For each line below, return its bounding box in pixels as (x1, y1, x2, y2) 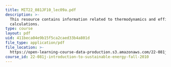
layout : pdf (5, 31, 31, 36)
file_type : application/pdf (5, 40, 65, 45)
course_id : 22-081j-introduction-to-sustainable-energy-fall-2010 (5, 54, 149, 59)
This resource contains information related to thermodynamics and (10, 17, 156, 22)
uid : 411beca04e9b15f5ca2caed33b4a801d (5, 36, 90, 41)
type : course (5, 26, 33, 31)
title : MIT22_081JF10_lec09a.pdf (5, 7, 76, 13)
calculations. (10, 21, 40, 27)
